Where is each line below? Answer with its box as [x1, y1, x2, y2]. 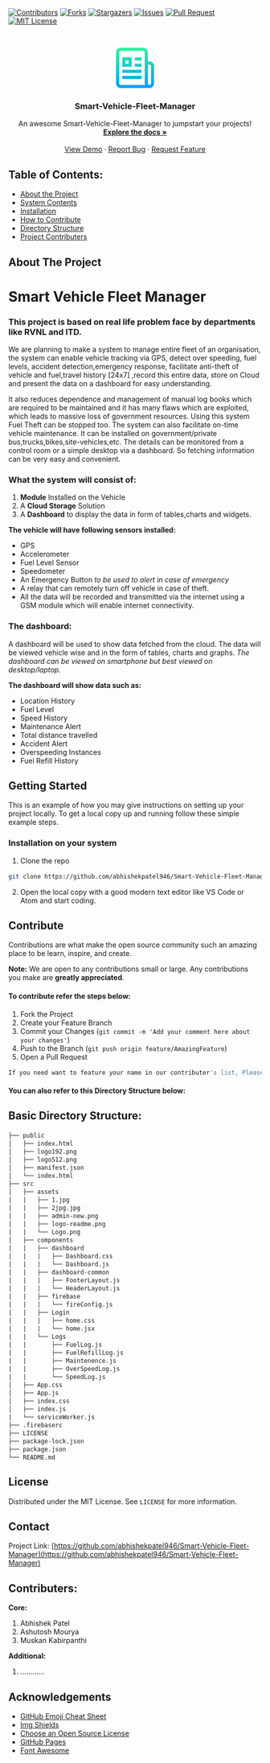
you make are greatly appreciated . [8, 973, 125, 982]
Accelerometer [19, 550, 70, 559]
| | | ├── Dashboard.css [8, 1252, 113, 1260]
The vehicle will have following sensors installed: [8, 525, 177, 535]
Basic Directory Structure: [8, 1109, 142, 1122]
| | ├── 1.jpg [8, 1196, 70, 1204]
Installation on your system [8, 838, 117, 849]
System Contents [19, 198, 78, 208]
